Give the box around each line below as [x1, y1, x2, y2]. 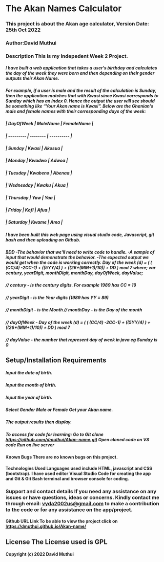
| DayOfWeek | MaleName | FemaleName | [5, 121, 94, 127]
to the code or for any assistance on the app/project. [5, 506, 133, 513]
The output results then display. [5, 419, 72, 425]
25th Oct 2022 [5, 26, 41, 33]
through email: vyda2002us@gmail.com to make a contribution [5, 500, 160, 507]
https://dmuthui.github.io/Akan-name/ [5, 523, 86, 529]
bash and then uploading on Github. [5, 237, 81, 242]
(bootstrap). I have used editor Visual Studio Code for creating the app [5, 470, 151, 476]
